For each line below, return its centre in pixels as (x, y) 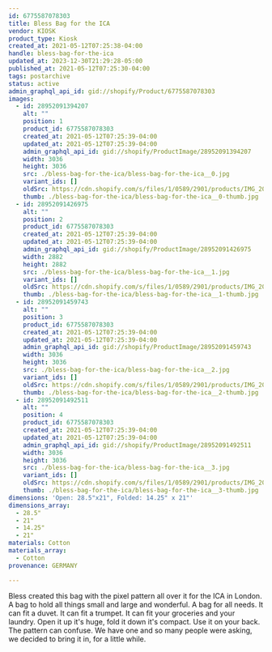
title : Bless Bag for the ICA (59, 23)
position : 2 (43, 219)
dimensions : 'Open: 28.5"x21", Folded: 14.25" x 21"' (101, 498)
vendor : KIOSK (32, 31)
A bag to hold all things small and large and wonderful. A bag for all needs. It (136, 604)
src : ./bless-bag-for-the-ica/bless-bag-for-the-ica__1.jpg (126, 272)
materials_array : (38, 551)
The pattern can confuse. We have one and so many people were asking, (130, 630)
